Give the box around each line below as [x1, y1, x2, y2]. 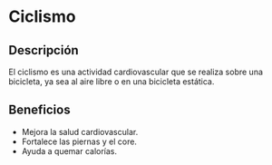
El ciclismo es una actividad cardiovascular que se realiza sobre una [8, 66, 264, 77]
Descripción [8, 43, 79, 58]
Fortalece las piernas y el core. [21, 136, 138, 147]
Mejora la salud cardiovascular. [21, 126, 139, 137]
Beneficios [8, 102, 71, 118]
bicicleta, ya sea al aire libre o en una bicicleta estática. [8, 76, 215, 87]
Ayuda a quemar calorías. [21, 145, 118, 156]
